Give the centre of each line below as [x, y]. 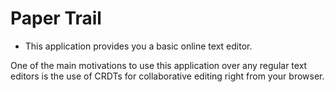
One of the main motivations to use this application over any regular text [159, 65]
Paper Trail [56, 18]
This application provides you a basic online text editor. [138, 46]
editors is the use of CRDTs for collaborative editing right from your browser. [167, 76]
